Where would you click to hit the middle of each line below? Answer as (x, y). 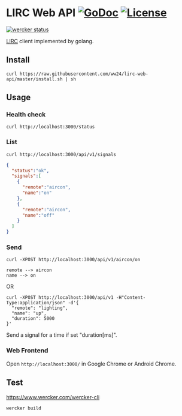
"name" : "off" (38, 215)
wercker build (24, 408)
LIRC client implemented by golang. (50, 41)
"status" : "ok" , (31, 170)
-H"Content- (131, 298)
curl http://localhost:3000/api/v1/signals (61, 154)
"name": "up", (29, 313)
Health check (26, 115)
